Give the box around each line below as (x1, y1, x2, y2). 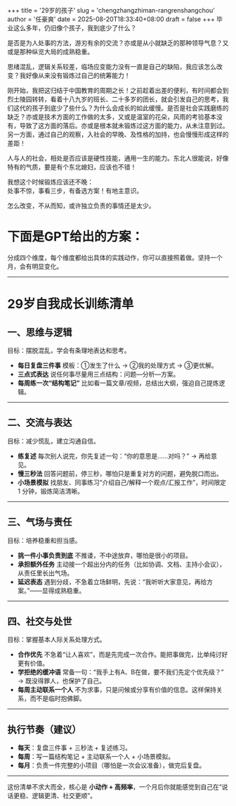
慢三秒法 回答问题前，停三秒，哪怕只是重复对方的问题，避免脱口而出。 (17, 469, 223, 477)
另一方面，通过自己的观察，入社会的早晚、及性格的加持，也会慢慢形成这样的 (7, 130, 229, 139)
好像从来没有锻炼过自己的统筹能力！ (25, 71, 131, 80)
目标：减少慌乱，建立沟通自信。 (7, 436, 100, 445)
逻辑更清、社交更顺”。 (31, 791, 97, 800)
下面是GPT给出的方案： (7, 229, 144, 245)
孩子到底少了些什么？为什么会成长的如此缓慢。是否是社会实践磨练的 (31, 104, 229, 112)
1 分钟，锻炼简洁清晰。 (17, 486, 84, 495)
